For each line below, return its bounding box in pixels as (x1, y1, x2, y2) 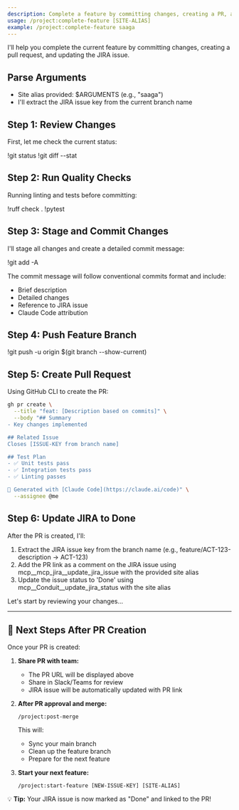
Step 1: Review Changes (7, 118, 116, 130)
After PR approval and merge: (17, 700, 107, 708)
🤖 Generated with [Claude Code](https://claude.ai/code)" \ (7, 486, 190, 493)
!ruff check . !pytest (7, 204, 65, 213)
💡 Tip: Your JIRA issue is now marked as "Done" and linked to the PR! (7, 795, 212, 804)
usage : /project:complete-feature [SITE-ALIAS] (7, 17, 152, 24)
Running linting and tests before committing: (7, 190, 137, 199)
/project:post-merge (17, 713, 79, 720)
